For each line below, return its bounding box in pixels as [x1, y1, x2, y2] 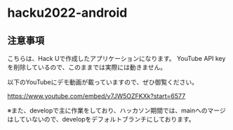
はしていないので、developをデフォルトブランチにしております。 [7, 115, 195, 123]
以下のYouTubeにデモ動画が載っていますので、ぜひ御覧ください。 [7, 78, 199, 86]
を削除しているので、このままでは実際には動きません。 [7, 63, 167, 71]
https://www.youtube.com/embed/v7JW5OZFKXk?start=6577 [7, 92, 186, 100]
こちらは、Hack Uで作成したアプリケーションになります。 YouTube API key [7, 55, 226, 62]
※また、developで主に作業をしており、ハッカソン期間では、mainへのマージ [7, 106, 226, 115]
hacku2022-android [7, 5, 128, 21]
